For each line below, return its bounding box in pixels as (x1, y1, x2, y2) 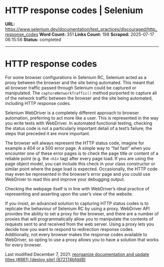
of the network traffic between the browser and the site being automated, (5, 95, 153, 101)
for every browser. (5, 242, 42, 247)
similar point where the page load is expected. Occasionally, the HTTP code (5, 166, 158, 172)
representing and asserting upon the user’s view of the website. (5, 191, 133, 197)
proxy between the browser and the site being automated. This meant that (5, 80, 154, 85)
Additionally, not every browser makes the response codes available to (5, 231, 147, 237)
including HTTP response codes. (5, 100, 71, 106)
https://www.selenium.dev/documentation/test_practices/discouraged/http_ (5, 26, 158, 32)
